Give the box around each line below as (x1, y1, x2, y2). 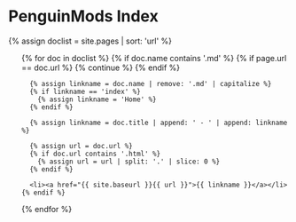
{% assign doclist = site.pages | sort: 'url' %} (8, 36, 173, 46)
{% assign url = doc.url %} (29, 141, 134, 150)
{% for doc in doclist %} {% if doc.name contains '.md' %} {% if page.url (20, 52, 287, 63)
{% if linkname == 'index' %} (29, 87, 141, 96)
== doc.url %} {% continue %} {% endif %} (20, 62, 181, 73)
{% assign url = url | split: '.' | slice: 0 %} (37, 157, 221, 166)
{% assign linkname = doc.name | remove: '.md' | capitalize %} (29, 79, 272, 88)
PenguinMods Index (8, 6, 159, 27)
